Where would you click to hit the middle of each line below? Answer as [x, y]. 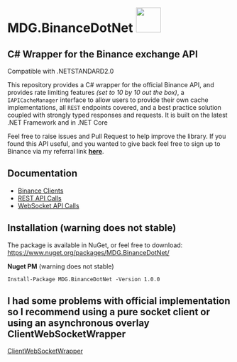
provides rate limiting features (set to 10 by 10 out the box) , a [96, 92]
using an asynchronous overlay [79, 323]
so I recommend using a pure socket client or [109, 312]
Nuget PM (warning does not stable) [61, 266]
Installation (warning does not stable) [92, 228]
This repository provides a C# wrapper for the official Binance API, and [111, 85]
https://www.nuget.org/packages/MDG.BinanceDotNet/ [88, 252]
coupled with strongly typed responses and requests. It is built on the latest [118, 115]
